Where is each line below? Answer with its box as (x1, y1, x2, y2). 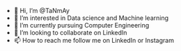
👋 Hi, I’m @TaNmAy (13, 7, 70, 14)
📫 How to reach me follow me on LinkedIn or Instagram (13, 37, 174, 44)
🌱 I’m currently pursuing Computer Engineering (13, 21, 150, 29)
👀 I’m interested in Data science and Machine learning (13, 14, 169, 22)
